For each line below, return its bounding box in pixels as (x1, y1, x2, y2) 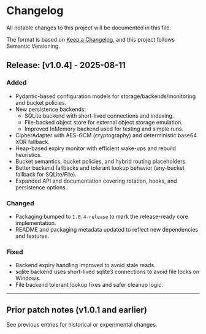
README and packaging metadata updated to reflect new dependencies (15, 226, 199, 233)
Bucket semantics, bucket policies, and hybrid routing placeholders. (15, 158, 187, 165)
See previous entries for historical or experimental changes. (6, 321, 158, 328)
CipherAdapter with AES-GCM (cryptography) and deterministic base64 (15, 131, 197, 139)
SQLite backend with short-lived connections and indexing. (24, 112, 174, 120)
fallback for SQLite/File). (15, 170, 77, 178)
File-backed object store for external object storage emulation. (24, 118, 183, 126)
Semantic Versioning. (6, 42, 60, 50)
